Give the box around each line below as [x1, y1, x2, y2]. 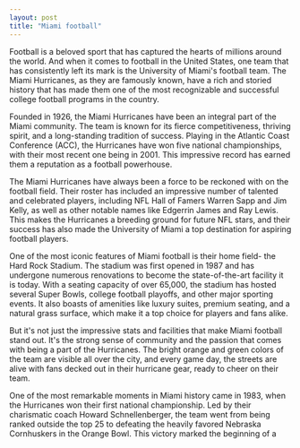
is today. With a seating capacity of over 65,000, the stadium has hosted [9, 279, 277, 289]
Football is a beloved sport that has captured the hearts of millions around [9, 46, 282, 56]
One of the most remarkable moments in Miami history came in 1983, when [9, 390, 287, 401]
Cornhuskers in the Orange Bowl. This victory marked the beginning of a [9, 427, 277, 439]
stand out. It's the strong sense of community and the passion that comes [9, 334, 282, 345]
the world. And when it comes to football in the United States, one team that [9, 56, 289, 66]
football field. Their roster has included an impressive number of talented [9, 185, 279, 196]
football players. [9, 233, 69, 244]
